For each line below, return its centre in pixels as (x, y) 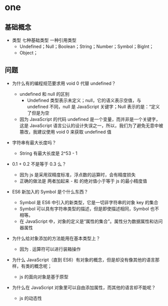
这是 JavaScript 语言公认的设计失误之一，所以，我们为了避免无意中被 (91, 126)
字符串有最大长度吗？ (34, 142)
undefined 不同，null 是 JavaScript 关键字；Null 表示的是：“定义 (94, 106)
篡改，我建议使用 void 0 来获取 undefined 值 (65, 132)
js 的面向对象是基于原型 (44, 277)
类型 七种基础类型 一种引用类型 (44, 40)
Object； (29, 53)
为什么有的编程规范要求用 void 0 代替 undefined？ (64, 83)
